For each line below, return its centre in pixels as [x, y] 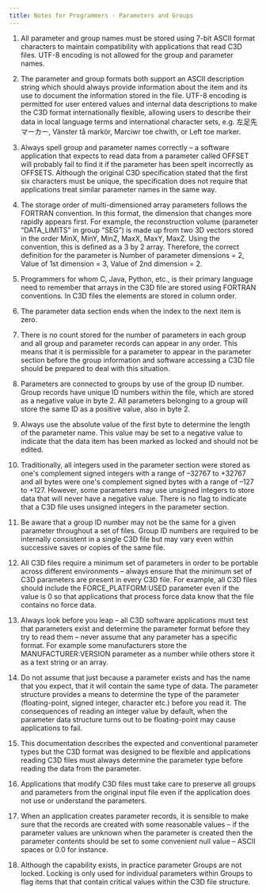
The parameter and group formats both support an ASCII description [132, 78]
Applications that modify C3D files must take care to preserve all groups [138, 783]
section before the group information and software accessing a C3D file [137, 360]
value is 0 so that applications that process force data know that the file [137, 596]
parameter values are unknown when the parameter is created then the [137, 832]
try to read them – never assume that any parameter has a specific [129, 637]
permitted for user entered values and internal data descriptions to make [139, 104]
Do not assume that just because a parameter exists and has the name [135, 677]
